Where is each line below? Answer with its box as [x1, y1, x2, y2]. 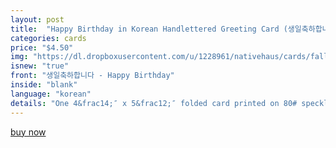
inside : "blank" [10, 80, 78, 90]
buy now [10, 126, 47, 138]
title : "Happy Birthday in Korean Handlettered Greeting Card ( [10, 24, 288, 34]
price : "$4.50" [10, 42, 74, 53]
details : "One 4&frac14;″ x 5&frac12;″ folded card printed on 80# [10, 98, 298, 108]
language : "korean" [10, 89, 92, 99]
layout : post [10, 14, 65, 25]
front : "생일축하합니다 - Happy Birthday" [10, 71, 175, 81]
